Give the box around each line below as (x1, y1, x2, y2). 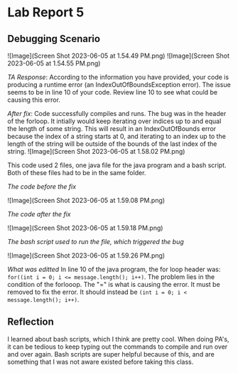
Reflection (7, 316, 55, 328)
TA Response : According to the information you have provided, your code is (7, 73, 229, 81)
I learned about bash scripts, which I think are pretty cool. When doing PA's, (7, 335, 229, 343)
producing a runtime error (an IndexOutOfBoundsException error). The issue (7, 80, 231, 89)
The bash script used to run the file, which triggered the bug (7, 238, 185, 246)
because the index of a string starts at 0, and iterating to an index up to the (7, 132, 226, 140)
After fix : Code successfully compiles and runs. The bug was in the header (7, 110, 227, 117)
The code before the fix (7, 182, 77, 191)
